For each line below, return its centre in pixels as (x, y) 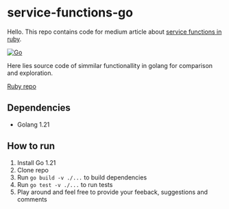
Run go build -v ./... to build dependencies (82, 177)
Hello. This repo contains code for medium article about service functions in (114, 32)
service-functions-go (70, 13)
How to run (31, 146)
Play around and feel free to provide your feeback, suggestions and (112, 192)
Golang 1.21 (33, 124)
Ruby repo (22, 86)
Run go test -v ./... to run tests (65, 184)
